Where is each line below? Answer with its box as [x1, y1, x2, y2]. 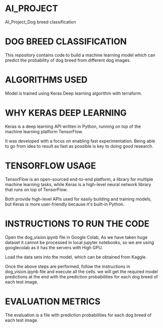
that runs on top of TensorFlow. [5, 187, 68, 192]
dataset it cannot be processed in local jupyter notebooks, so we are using [5, 239, 154, 245]
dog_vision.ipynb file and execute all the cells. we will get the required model [5, 268, 158, 275]
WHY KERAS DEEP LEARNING [5, 107, 127, 118]
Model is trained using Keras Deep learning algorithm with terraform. [5, 90, 142, 96]
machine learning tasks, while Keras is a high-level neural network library [5, 181, 151, 187]
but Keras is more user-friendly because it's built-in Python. [5, 201, 125, 207]
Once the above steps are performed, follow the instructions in [5, 263, 130, 269]
